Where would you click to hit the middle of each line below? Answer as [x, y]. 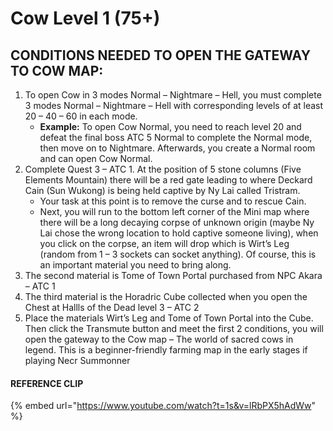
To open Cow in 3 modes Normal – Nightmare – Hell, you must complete [173, 95]
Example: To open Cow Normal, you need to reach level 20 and [170, 126]
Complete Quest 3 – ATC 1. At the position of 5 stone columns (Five [163, 169]
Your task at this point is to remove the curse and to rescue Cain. [173, 201]
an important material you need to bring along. [135, 265]
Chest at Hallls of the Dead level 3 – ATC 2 [112, 307]
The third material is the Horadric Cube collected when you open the [166, 296]
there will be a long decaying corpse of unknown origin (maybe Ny [177, 222]
